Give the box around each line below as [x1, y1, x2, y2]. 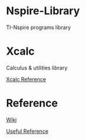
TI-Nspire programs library [6, 24, 71, 31]
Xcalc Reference [6, 75, 47, 82]
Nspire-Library [6, 4, 80, 18]
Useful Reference [6, 128, 49, 135]
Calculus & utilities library [6, 64, 68, 71]
